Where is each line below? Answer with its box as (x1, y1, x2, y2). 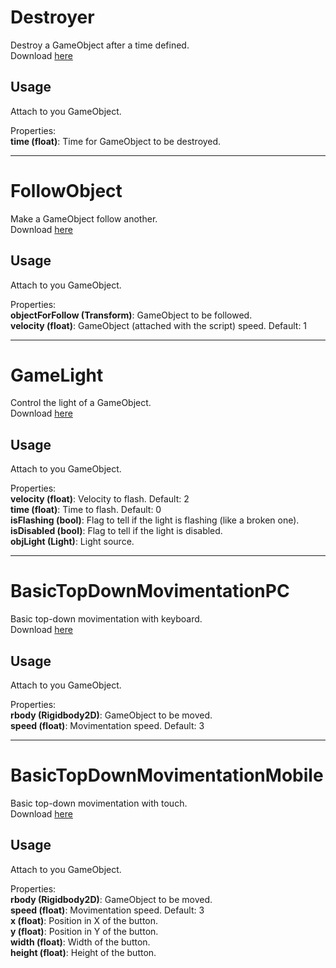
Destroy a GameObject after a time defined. (10, 39, 190, 51)
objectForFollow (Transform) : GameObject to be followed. (10, 309, 253, 321)
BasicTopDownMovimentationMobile (10, 764, 324, 787)
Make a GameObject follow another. (10, 212, 158, 225)
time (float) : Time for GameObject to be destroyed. (10, 135, 222, 147)
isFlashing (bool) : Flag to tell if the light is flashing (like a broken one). (10, 514, 300, 526)
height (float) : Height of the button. (10, 946, 157, 958)
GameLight (10, 364, 104, 386)
